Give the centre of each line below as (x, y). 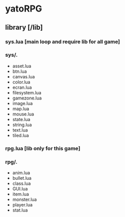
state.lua (21, 119)
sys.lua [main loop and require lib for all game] (62, 42)
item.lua (20, 194)
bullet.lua (22, 178)
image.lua (22, 103)
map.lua (21, 108)
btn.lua (19, 71)
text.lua (20, 130)
